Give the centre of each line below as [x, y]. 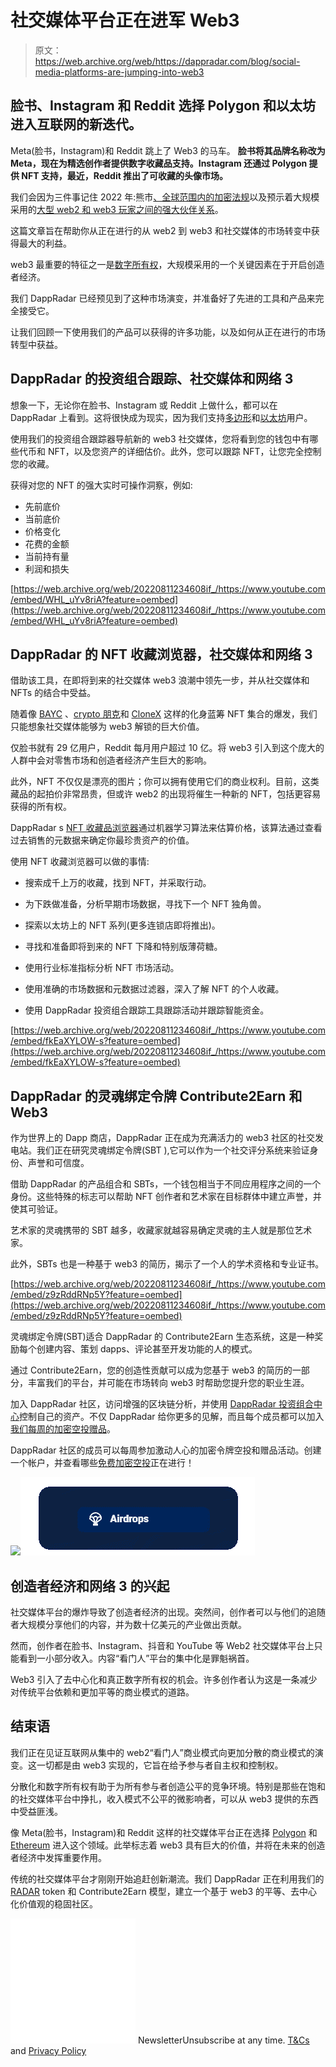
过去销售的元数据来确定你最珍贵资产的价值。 [102, 840]
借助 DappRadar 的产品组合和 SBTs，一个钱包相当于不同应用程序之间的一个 [166, 1184]
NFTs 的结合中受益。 [53, 693]
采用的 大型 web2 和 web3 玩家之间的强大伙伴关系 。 [117, 209]
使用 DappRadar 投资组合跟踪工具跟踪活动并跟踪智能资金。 [147, 1010]
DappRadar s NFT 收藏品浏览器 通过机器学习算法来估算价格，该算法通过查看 [166, 828]
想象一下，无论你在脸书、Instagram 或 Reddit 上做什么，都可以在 [144, 405]
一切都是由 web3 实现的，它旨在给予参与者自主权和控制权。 [160, 1765]
